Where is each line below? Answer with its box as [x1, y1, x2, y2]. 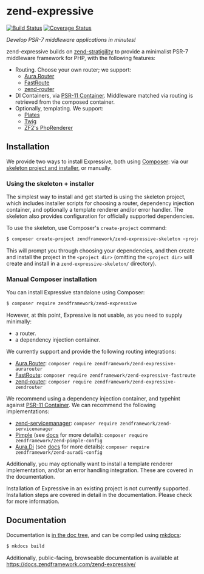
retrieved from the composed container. [15, 98, 115, 106]
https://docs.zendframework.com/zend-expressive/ [6, 560, 136, 568]
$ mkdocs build [6, 543, 45, 549]
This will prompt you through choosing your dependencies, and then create [6, 247, 195, 254]
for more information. [6, 498, 59, 505]
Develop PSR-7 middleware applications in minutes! [6, 36, 136, 43]
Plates [24, 111, 40, 118]
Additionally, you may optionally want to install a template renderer [6, 460, 173, 468]
